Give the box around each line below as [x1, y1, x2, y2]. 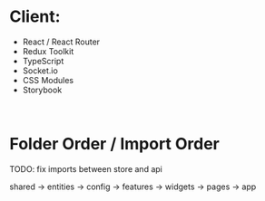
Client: [9, 6, 61, 27]
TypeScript [22, 55, 64, 66]
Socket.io [22, 65, 59, 76]
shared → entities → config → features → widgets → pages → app [9, 181, 257, 192]
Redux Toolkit [22, 45, 74, 56]
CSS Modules [22, 74, 74, 85]
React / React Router [22, 36, 101, 47]
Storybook [22, 84, 63, 95]
